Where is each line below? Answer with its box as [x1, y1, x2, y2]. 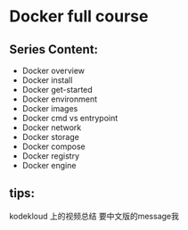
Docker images [21, 103, 78, 113]
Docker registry [21, 151, 80, 161]
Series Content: [9, 42, 99, 57]
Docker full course [9, 6, 149, 27]
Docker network [21, 122, 82, 133]
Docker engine [21, 160, 77, 170]
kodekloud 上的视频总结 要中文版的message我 [9, 210, 180, 221]
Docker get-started [21, 85, 94, 94]
